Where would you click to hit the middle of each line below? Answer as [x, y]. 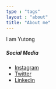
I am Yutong [20, 39]
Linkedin [25, 80]
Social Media [22, 52]
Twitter [23, 74]
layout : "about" [27, 17]
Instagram [27, 68]
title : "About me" [28, 22]
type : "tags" [23, 11]
